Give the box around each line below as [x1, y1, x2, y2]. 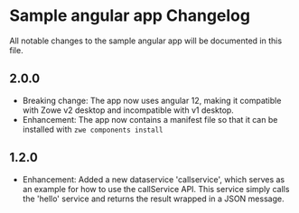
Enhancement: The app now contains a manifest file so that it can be [22, 114, 278, 125]
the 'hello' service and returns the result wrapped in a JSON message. [22, 193, 285, 204]
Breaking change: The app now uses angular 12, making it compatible [22, 95, 282, 106]
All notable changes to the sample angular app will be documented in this [9, 35, 283, 46]
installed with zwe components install [22, 124, 164, 134]
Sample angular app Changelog [9, 5, 251, 26]
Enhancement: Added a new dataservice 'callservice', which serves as [22, 173, 285, 185]
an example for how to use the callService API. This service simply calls [22, 183, 290, 194]
